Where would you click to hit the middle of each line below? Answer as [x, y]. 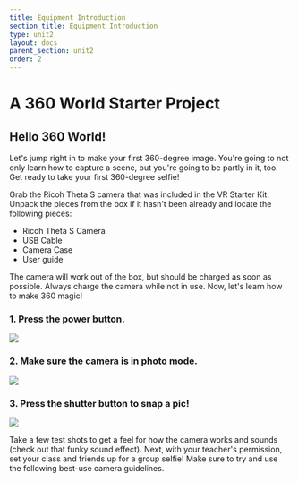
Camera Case [47, 250]
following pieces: [41, 213]
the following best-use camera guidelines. [87, 468]
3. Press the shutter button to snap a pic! [99, 403]
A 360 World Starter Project [115, 103]
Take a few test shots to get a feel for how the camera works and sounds [144, 439]
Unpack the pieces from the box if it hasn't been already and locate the [140, 204]
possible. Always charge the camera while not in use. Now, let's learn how [146, 286]
